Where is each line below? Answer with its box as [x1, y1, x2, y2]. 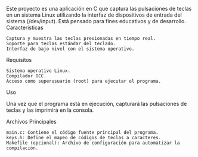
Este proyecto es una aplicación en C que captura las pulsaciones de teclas [6, 5, 192, 12]
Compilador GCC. [6, 73, 47, 79]
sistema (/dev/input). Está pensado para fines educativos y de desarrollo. [6, 18, 187, 24]
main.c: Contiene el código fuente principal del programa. [6, 130, 159, 136]
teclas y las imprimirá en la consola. [6, 106, 94, 114]
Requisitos [6, 56, 32, 63]
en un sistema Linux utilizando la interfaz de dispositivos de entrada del [6, 11, 182, 18]
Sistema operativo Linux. [6, 68, 70, 74]
